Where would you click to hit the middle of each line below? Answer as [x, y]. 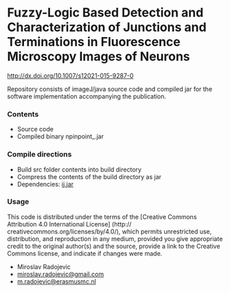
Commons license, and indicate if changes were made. [85, 253]
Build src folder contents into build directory [79, 169]
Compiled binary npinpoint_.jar [60, 136]
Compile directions [39, 154]
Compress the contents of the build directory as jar [89, 176]
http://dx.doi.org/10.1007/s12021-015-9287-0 [70, 75]
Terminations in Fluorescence [94, 42]
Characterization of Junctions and [107, 27]
